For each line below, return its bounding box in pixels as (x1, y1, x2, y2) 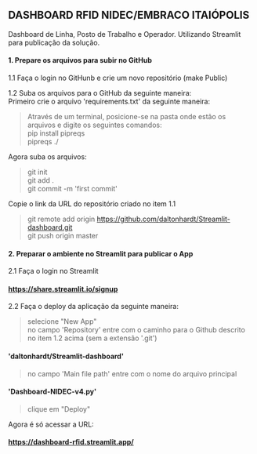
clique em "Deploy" (27, 404, 91, 413)
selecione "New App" (27, 317, 97, 326)
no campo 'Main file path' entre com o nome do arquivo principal (27, 369, 237, 378)
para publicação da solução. (8, 38, 100, 47)
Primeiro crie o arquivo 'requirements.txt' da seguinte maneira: (8, 96, 210, 107)
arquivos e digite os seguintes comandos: (27, 120, 162, 130)
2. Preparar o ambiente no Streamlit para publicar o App (8, 249, 194, 258)
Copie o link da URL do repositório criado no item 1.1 (8, 199, 176, 209)
